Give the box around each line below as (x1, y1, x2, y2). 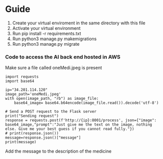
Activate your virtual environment (12, 25, 81, 31)
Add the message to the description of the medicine (5, 148, 112, 155)
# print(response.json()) (5, 131, 59, 136)
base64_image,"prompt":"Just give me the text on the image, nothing (5, 122, 153, 127)
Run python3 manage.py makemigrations (12, 36, 97, 42)
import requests (5, 75, 39, 79)
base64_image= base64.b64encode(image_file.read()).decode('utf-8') (14, 100, 159, 105)
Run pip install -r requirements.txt (12, 30, 81, 36)
